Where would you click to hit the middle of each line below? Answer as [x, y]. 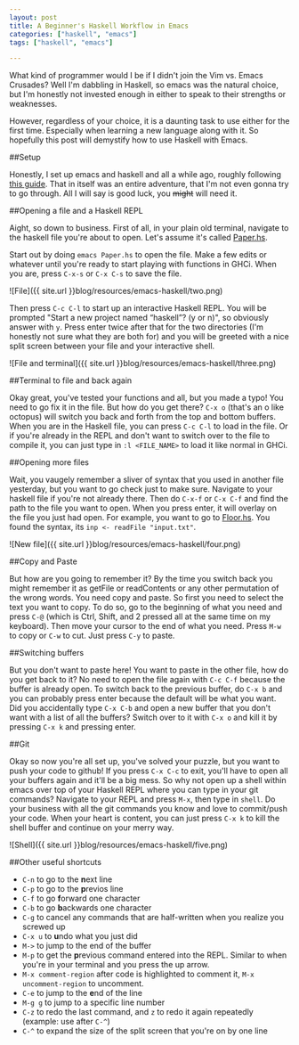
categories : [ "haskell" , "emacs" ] [73, 34]
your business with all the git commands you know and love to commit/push [148, 809]
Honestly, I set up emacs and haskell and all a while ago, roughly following [145, 175]
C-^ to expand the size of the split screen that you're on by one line [145, 1031]
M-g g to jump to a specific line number [93, 1002]
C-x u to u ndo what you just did [80, 936]
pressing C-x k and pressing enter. [73, 727]
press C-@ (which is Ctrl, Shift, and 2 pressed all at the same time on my [140, 616]
